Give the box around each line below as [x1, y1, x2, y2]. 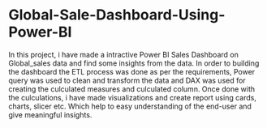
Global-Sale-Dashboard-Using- [8, 6, 226, 24]
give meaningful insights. [8, 109, 93, 119]
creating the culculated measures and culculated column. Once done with [8, 83, 256, 94]
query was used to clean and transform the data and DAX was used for [8, 75, 246, 85]
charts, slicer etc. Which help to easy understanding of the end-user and [8, 101, 252, 111]
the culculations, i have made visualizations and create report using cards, [8, 92, 257, 102]
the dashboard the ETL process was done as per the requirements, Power [8, 66, 256, 76]
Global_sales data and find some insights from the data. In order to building [8, 58, 260, 68]
